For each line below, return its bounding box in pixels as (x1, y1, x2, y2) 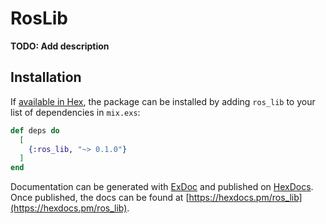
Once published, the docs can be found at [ (10, 192, 190, 204)
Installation (10, 69, 82, 86)
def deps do (10, 125, 60, 136)
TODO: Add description (10, 40, 110, 52)
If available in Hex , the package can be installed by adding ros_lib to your (10, 95, 316, 107)
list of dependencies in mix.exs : (10, 106, 141, 118)
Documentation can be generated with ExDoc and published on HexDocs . (10, 181, 314, 193)
